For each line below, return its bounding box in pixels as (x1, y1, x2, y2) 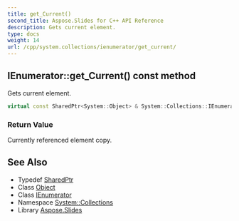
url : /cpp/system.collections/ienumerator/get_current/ (7, 43, 176, 51)
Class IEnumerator (17, 190, 73, 199)
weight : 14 (7, 37, 40, 44)
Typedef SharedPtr (17, 175, 74, 184)
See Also (7, 156, 48, 168)
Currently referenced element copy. (7, 135, 112, 144)
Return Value (7, 119, 53, 129)
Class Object (17, 183, 55, 191)
